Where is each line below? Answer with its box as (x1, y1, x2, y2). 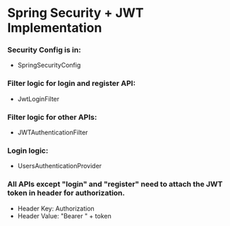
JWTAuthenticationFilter (17, 128, 88, 137)
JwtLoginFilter (17, 94, 60, 103)
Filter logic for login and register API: (7, 79, 136, 89)
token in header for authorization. (7, 188, 126, 198)
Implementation (7, 20, 102, 36)
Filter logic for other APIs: (7, 112, 97, 122)
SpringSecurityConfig (17, 61, 81, 70)
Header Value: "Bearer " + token (17, 211, 111, 220)
